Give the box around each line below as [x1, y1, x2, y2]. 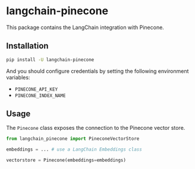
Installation [6, 41, 49, 51]
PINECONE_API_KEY [14, 86, 58, 93]
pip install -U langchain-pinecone [6, 56, 95, 63]
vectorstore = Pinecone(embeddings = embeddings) [6, 157, 127, 164]
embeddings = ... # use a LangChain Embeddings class [6, 146, 143, 152]
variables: [6, 74, 30, 81]
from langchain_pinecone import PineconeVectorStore [6, 136, 140, 142]
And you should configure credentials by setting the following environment [6, 67, 189, 75]
